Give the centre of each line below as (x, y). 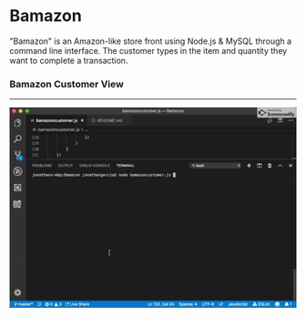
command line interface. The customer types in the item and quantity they (148, 50)
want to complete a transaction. (69, 60)
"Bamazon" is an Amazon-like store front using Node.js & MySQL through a (151, 41)
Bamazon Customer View (67, 84)
